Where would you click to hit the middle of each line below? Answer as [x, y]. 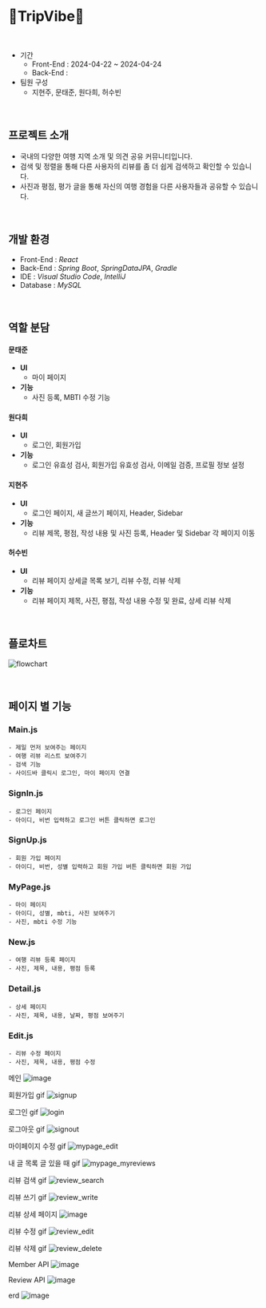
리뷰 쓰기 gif [28, 1197]
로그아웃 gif [27, 1129]
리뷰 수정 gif [28, 1231]
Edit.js [21, 1035]
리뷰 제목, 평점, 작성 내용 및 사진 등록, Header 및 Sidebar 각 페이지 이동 [143, 533]
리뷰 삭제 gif [28, 1249]
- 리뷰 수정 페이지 [35, 1054]
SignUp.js [28, 840]
